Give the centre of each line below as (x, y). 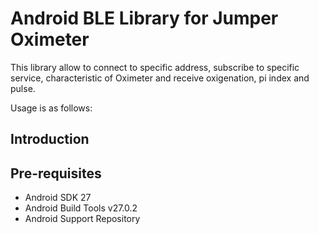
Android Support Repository (82, 219)
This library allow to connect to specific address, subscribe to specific (155, 67)
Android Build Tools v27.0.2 (81, 208)
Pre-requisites (56, 173)
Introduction (50, 139)
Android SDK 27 (58, 198)
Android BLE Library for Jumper (144, 18)
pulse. (23, 88)
